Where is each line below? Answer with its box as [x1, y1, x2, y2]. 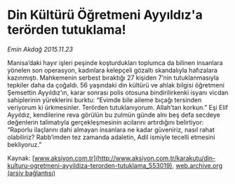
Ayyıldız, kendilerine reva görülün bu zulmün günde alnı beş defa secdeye [7, 111, 221, 119]
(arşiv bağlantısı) [7, 169, 56, 177]
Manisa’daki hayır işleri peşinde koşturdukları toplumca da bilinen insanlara [7, 58, 223, 66]
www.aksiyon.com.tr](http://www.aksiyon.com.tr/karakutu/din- [34, 154, 216, 162]
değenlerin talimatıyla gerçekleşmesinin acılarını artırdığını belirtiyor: [7, 118, 204, 126]
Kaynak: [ [7, 154, 35, 162]
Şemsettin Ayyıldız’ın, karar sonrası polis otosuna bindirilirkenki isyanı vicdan [7, 88, 229, 97]
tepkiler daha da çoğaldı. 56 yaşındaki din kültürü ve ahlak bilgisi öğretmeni [7, 80, 224, 89]
